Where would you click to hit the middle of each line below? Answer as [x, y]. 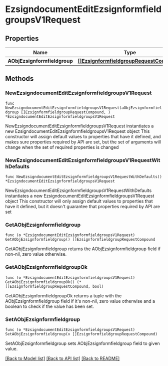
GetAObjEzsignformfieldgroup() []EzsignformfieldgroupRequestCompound [80, 240]
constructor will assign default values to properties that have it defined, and [83, 136]
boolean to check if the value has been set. [49, 306]
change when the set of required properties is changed [62, 147]
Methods [19, 79]
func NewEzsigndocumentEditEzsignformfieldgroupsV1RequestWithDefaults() [84, 176]
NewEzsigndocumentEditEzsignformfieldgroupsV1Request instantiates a [79, 126]
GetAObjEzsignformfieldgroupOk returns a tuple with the [63, 296]
